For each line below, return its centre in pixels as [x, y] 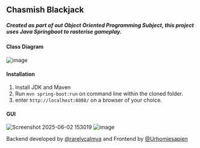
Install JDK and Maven [43, 87]
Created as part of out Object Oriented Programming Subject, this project [100, 25]
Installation [20, 74]
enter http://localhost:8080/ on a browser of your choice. [89, 100]
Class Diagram [25, 47]
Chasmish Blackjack [45, 10]
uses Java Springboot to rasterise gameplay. [64, 31]
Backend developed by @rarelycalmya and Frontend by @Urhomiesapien [97, 139]
